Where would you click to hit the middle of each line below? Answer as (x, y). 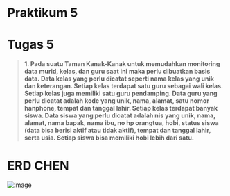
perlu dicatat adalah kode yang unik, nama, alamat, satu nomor (117, 101)
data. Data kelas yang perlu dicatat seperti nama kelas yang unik (119, 79)
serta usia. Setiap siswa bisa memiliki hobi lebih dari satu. (109, 138)
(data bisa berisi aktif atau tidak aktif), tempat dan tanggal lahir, (117, 131)
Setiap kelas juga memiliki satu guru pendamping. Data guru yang (121, 93)
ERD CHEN (38, 166)
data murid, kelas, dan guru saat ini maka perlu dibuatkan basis (117, 72)
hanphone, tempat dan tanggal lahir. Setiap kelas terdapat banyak (121, 108)
